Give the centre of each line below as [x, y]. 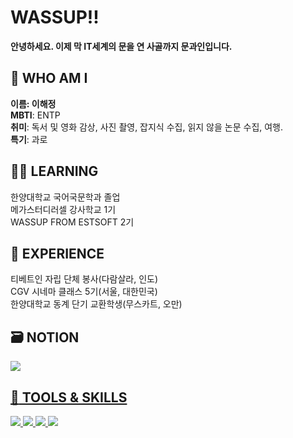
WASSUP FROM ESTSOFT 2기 [72, 222]
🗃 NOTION [45, 337]
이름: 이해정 [33, 103]
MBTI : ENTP [35, 115]
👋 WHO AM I [49, 78]
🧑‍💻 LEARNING [54, 171]
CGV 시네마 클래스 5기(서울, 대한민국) [84, 292]
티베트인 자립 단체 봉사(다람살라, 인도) [84, 279]
